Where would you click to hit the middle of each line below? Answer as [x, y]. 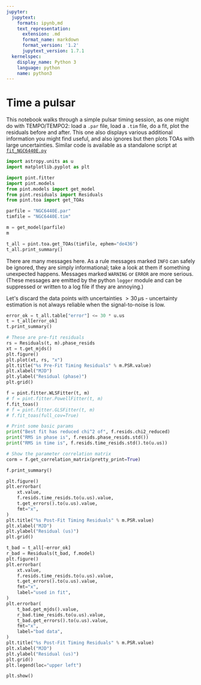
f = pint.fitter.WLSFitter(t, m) [48, 393]
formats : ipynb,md [40, 23]
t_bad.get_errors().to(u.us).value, [63, 620]
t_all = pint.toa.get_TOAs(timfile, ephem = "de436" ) [72, 244]
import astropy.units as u [40, 162]
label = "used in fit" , [44, 592]
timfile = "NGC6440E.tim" [38, 217]
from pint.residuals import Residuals [55, 195]
